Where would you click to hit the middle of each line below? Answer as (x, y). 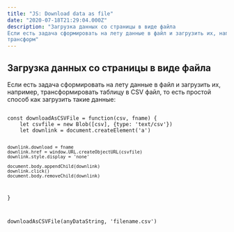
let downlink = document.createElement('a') (85, 130)
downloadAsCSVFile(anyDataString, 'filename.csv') (82, 221)
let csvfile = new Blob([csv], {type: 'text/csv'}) (96, 124)
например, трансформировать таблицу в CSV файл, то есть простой (109, 92)
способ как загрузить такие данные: (62, 99)
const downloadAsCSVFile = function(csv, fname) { (82, 118)
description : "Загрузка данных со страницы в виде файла (92, 26)
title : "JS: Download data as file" (60, 14)
